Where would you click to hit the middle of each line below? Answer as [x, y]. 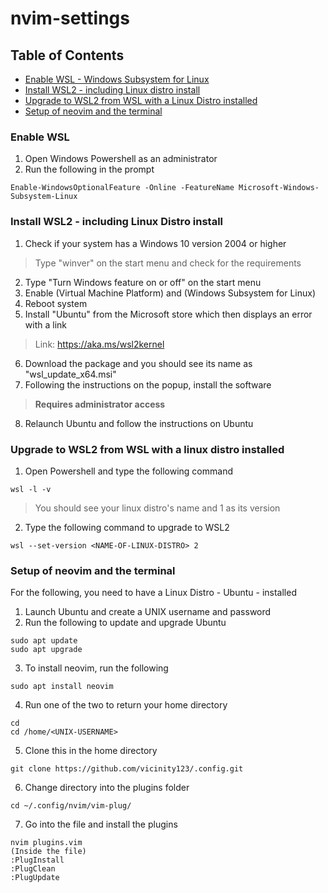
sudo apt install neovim [62, 687]
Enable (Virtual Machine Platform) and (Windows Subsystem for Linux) [170, 293]
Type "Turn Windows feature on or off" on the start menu [143, 282]
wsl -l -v [31, 489]
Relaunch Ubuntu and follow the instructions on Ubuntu [139, 423]
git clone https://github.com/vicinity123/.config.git [127, 769]
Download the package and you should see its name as [138, 363]
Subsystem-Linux [44, 197]
